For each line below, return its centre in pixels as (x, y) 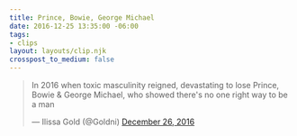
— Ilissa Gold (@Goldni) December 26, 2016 (113, 122)
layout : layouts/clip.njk (58, 51)
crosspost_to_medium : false (62, 59)
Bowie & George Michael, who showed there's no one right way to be (159, 95)
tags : (19, 34)
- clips (24, 43)
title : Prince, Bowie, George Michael (82, 18)
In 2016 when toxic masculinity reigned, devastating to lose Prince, (155, 85)
